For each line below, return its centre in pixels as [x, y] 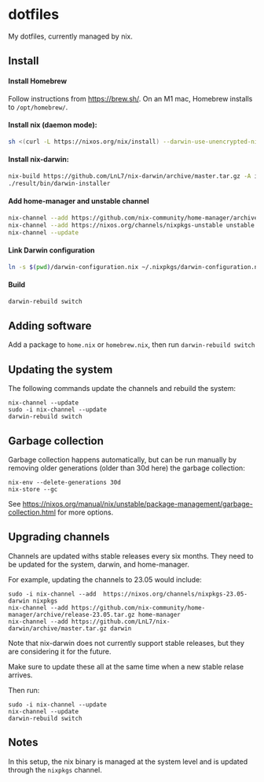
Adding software [50, 325]
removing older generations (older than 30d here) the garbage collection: [126, 468]
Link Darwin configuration [52, 250]
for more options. [86, 512]
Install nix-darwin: [38, 160]
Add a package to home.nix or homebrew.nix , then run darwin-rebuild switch [132, 345]
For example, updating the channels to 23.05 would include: [105, 579]
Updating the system [60, 369]
